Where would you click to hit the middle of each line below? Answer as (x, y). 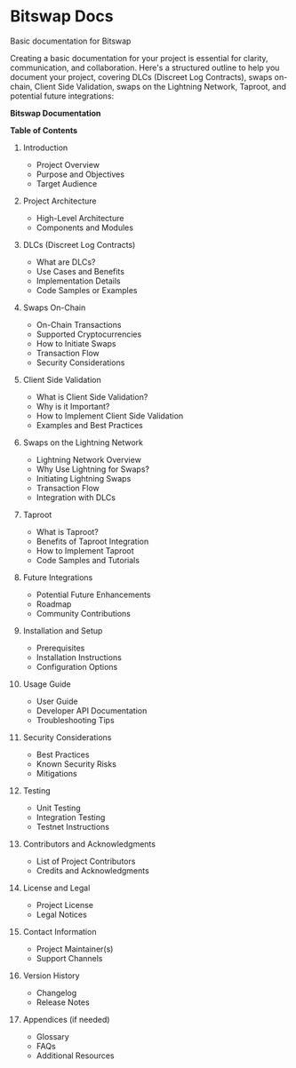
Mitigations (57, 773)
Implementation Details (78, 281)
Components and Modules (85, 227)
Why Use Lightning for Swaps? (93, 469)
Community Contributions (84, 613)
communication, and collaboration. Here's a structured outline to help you (145, 68)
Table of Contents (44, 130)
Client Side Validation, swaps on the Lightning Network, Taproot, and (160, 86)
